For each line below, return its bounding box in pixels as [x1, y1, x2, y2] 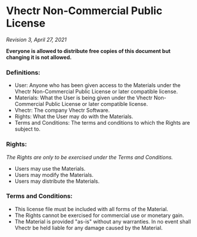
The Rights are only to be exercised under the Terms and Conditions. [6, 153, 173, 161]
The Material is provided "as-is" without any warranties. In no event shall [14, 218, 191, 225]
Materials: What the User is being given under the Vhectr [14, 94, 153, 101]
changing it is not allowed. [6, 54, 72, 61]
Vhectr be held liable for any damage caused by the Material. [14, 224, 163, 231]
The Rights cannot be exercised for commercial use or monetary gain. [14, 212, 184, 219]
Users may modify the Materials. [14, 171, 94, 178]
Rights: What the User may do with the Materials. [14, 113, 133, 120]
